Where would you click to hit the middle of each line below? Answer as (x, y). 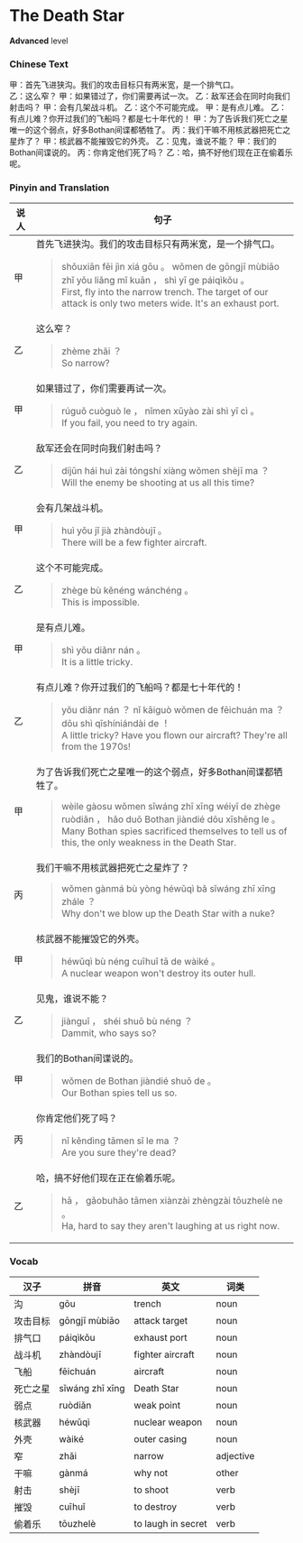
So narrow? (86, 363)
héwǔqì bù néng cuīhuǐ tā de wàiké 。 (141, 961)
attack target (161, 1320)
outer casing (161, 1438)
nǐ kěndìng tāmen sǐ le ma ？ (121, 1141)
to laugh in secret (170, 1523)
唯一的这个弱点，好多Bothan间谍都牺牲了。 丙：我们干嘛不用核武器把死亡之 (150, 130)
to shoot (151, 1490)
